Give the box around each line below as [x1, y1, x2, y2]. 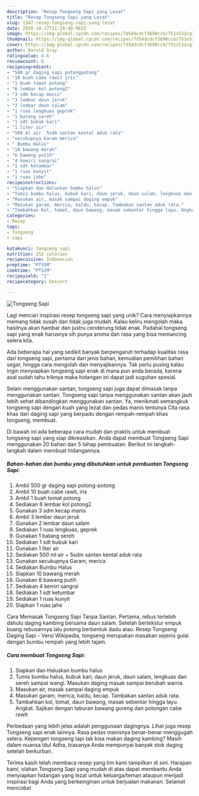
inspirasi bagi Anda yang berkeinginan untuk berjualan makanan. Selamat [6, 778, 185, 785]
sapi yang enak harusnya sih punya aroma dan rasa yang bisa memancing [6, 330, 187, 337]
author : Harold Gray [6, 47, 58, 53]
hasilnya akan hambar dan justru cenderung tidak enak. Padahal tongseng [6, 324, 187, 331]
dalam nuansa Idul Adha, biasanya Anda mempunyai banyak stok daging [6, 741, 183, 748]
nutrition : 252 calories [6, 251, 68, 257]
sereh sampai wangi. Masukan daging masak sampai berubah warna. [15, 679, 184, 686]
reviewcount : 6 [6, 58, 44, 64]
